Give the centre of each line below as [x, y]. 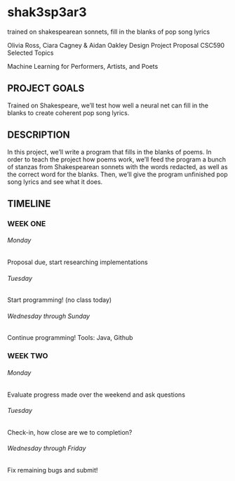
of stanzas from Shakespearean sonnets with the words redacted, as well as [117, 166]
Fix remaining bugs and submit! [53, 470]
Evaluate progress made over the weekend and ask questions [96, 395]
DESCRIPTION [39, 135]
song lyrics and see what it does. [55, 182]
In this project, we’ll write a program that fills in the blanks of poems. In [109, 152]
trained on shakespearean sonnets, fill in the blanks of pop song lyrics [109, 32]
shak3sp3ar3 [47, 12]
